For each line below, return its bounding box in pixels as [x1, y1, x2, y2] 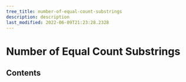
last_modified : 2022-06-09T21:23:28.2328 [6, 19, 109, 25]
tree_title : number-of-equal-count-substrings [6, 8, 122, 15]
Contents [6, 68, 41, 78]
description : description [6, 14, 69, 20]
